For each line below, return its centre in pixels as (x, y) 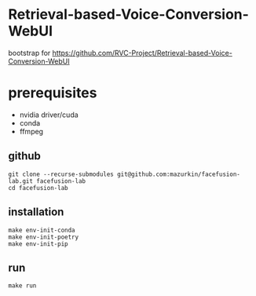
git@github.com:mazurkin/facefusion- (179, 174)
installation (36, 212)
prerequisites (53, 93)
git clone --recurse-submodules (61, 174)
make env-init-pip (38, 244)
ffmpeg (31, 131)
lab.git (21, 181)
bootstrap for (29, 53)
